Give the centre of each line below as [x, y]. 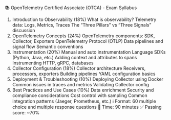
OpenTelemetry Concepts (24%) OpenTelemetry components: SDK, [83, 36]
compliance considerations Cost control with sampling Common [80, 95]
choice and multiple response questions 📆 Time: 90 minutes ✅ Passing [87, 107]
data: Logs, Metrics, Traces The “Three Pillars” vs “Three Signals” [82, 25]
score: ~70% [26, 113]
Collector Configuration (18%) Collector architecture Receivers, [79, 68]
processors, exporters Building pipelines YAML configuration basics [84, 74]
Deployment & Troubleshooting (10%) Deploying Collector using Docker [88, 79]
